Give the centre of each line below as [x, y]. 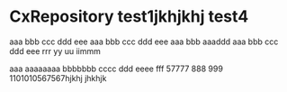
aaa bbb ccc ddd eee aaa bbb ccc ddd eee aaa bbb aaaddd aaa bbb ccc [144, 41]
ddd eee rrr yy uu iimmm [55, 51]
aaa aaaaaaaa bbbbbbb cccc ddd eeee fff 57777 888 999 [116, 69]
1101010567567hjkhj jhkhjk [58, 78]
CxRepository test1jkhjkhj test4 [129, 17]
